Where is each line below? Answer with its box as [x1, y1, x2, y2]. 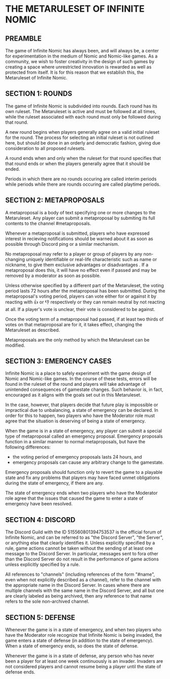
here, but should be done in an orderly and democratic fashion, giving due [5, 139, 161, 146]
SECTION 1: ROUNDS [5, 90, 73, 98]
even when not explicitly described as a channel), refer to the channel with [5, 577, 161, 583]
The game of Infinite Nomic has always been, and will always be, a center [5, 48, 159, 53]
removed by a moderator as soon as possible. [5, 272, 101, 278]
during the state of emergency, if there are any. [5, 480, 104, 486]
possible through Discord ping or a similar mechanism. [5, 241, 119, 247]
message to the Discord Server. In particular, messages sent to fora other [5, 551, 159, 557]
